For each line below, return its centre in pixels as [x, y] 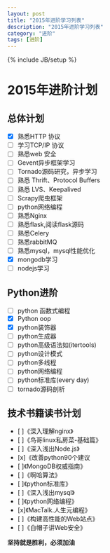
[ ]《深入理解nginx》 [45, 431]
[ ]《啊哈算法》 [39, 475]
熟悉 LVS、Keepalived [49, 189]
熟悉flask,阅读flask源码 [50, 224]
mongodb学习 [37, 259]
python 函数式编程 [44, 310]
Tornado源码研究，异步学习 [57, 172]
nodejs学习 [33, 268]
